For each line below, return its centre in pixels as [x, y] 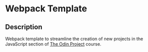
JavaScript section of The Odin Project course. [53, 44]
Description [24, 27]
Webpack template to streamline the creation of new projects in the [74, 39]
